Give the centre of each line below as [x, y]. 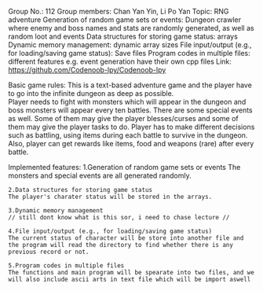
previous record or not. [49, 252]
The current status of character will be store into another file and [126, 238]
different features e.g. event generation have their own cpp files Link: [120, 61]
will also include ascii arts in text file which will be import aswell [130, 279]
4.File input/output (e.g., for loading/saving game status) [110, 231]
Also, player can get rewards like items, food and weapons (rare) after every [131, 144]
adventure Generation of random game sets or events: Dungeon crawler [125, 20]
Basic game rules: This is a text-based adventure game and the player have [130, 85]
